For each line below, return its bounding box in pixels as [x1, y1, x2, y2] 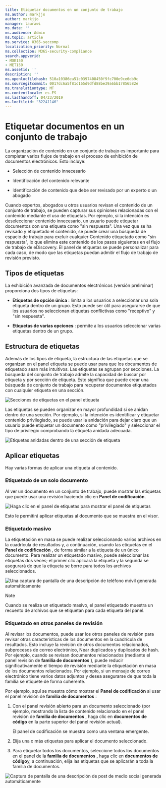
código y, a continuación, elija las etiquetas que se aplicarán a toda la [12, 758, 154, 764]
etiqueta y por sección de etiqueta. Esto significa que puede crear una [5, 377, 149, 383]
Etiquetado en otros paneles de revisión [5, 620, 103, 627]
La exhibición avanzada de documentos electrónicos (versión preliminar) [5, 282, 154, 288]
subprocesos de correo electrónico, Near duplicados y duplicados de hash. [5, 647, 160, 653]
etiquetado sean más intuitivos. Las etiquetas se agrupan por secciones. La [5, 366, 160, 372]
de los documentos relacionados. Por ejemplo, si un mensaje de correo [5, 668, 151, 674]
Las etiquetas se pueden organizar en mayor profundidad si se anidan [5, 406, 148, 412]
